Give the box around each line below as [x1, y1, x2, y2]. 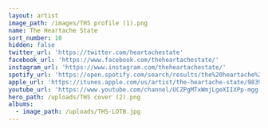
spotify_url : [8, 71, 52, 79]
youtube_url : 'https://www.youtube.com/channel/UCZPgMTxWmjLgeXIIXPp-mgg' [8, 85, 262, 94]
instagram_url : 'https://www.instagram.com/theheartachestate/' [8, 64, 227, 72]
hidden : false [8, 41, 56, 49]
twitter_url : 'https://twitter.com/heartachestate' [8, 48, 183, 56]
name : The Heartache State [8, 26, 98, 34]
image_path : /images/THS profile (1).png [8, 19, 148, 27]
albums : [8, 100, 34, 108]
